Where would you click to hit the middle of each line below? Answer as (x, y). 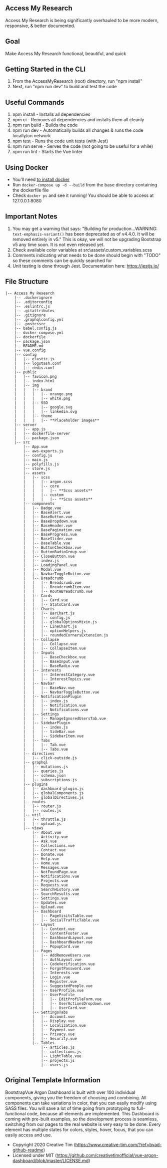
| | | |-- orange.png (43, 394)
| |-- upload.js (42, 824)
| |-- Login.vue (51, 977)
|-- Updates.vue (49, 902)
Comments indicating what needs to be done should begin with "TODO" (86, 255)
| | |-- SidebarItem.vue (53, 736)
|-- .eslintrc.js (32, 306)
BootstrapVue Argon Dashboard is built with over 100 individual (70, 1092)
